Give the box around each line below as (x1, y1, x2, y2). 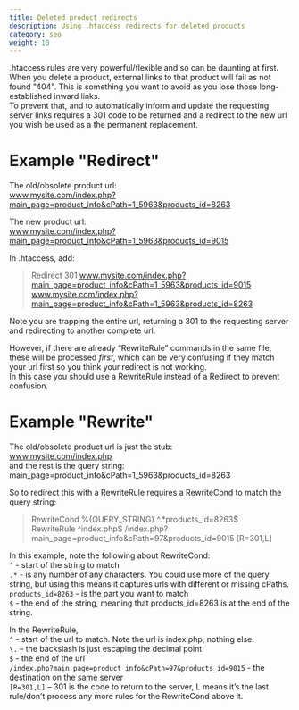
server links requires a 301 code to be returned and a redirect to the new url (9, 110, 287, 121)
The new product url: (9, 216, 87, 228)
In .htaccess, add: (9, 253, 75, 263)
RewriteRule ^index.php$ (30, 523, 123, 534)
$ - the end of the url (9, 653, 86, 664)
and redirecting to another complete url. (9, 325, 156, 336)
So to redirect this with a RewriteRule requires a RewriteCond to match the (9, 488, 282, 498)
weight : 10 (9, 38, 50, 47)
